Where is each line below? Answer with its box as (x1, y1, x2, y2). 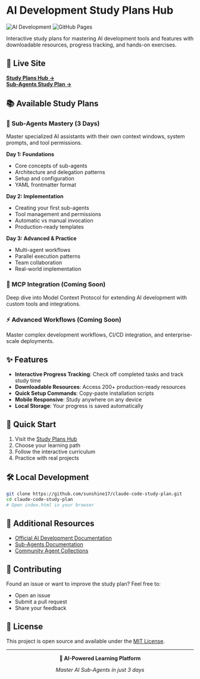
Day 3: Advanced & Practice (6, 235, 77, 242)
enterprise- (164, 331, 193, 338)
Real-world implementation (14, 266, 82, 273)
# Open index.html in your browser (6, 502, 95, 508)
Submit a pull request (14, 598, 67, 605)
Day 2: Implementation (6, 193, 64, 200)
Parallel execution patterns (14, 253, 81, 260)
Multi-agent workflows (14, 247, 71, 254)
